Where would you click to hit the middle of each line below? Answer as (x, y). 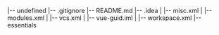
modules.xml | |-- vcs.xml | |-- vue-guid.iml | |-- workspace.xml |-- (105, 18)
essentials (22, 25)
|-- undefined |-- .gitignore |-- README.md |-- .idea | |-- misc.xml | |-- (110, 11)
